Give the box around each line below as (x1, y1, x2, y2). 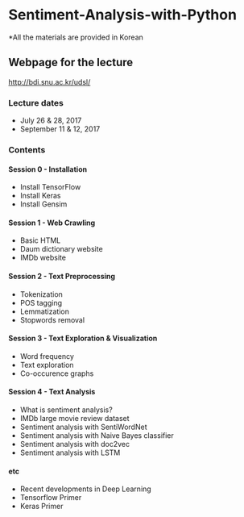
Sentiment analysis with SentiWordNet (19, 422, 147, 432)
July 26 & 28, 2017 (19, 115, 82, 126)
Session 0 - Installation (8, 164, 87, 174)
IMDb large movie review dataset (19, 413, 130, 423)
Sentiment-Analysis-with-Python (8, 6, 238, 24)
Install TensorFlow (19, 182, 81, 192)
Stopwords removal (19, 315, 85, 324)
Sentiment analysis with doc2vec (19, 439, 130, 448)
